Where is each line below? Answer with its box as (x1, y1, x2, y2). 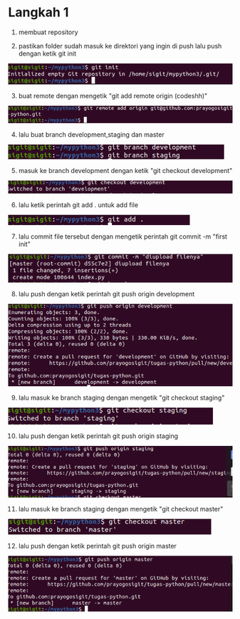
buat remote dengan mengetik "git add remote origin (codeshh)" (18, 91, 208, 100)
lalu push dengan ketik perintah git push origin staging (18, 432, 179, 440)
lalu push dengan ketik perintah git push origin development (18, 290, 195, 298)
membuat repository (18, 28, 78, 36)
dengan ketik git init (18, 49, 77, 58)
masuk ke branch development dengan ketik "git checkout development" (18, 167, 233, 175)
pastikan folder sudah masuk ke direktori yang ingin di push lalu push (18, 41, 222, 50)
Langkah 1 (8, 4, 69, 21)
